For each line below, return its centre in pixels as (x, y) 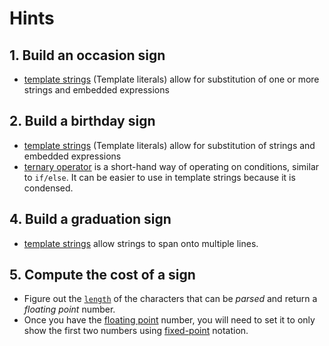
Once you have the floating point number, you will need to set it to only (169, 320)
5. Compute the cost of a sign (102, 275)
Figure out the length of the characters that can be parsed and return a (170, 299)
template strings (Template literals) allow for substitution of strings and (169, 145)
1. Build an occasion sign (87, 55)
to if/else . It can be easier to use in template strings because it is (159, 177)
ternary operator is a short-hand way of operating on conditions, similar (171, 166)
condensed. (48, 188)
